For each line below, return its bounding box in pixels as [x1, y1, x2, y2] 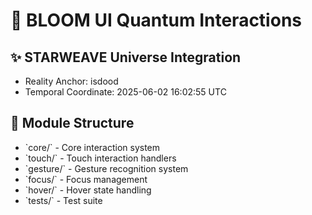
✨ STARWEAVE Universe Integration [10, 49, 242, 66]
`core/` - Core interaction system [24, 141, 161, 153]
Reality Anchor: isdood [24, 75, 119, 87]
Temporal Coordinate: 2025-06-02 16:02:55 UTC [24, 86, 227, 98]
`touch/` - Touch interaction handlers [24, 152, 177, 164]
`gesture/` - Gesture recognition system [24, 162, 189, 174]
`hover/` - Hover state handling [24, 184, 152, 196]
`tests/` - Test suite [24, 194, 103, 206]
